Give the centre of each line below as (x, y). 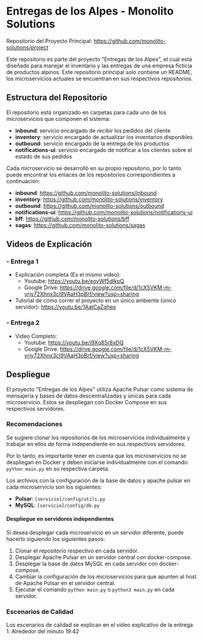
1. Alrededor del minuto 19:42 (43, 631)
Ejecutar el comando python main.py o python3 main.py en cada (95, 590)
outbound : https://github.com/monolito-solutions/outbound (90, 205)
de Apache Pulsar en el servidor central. (65, 583)
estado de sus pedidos (44, 156)
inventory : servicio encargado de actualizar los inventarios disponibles (104, 137)
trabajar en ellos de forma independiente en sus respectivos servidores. (96, 444)
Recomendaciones (34, 424)
